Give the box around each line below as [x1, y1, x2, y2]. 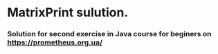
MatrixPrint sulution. [7, 5, 129, 21]
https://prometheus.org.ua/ [7, 38, 102, 47]
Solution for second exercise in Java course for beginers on [7, 29, 212, 39]
